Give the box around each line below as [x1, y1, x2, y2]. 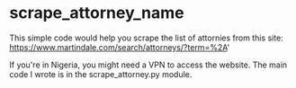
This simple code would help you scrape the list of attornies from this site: [9, 32, 283, 43]
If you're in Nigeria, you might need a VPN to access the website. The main [9, 59, 288, 70]
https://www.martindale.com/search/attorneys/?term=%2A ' [9, 41, 230, 52]
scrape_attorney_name [9, 3, 184, 23]
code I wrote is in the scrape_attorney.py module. [9, 68, 193, 79]
